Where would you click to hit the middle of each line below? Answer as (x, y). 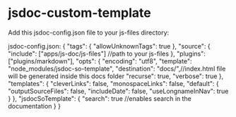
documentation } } (34, 106)
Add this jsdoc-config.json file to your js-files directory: (89, 32)
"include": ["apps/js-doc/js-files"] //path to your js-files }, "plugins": (107, 54)
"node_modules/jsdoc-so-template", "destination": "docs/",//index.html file (117, 68)
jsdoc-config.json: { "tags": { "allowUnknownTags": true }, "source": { (109, 46)
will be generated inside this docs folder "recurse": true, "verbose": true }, (116, 76)
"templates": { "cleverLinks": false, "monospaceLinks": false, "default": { (113, 83)
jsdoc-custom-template (79, 13)
